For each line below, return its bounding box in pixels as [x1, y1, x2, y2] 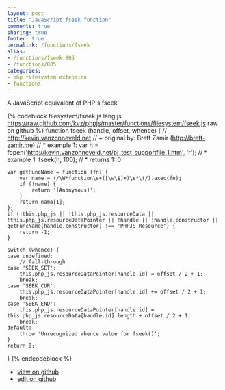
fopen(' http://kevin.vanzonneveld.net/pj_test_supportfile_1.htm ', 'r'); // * [7, 148, 207, 157]
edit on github [16, 375, 57, 383]
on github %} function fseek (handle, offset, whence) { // [7, 127, 168, 135]
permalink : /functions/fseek [7, 42, 90, 49]
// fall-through [19, 259, 66, 265]
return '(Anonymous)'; [31, 187, 96, 194]
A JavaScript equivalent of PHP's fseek [7, 99, 118, 107]
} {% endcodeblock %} [7, 354, 72, 363]
